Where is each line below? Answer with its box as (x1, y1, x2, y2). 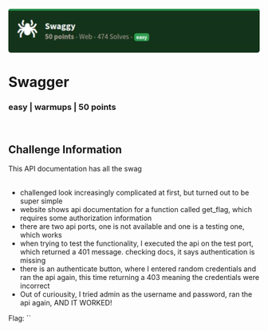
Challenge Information (8, 143, 122, 156)
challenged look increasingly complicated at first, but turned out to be (19, 188, 250, 198)
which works (19, 231, 62, 240)
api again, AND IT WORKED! (19, 298, 112, 308)
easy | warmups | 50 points (8, 101, 116, 112)
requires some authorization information (19, 213, 152, 223)
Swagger (8, 73, 69, 92)
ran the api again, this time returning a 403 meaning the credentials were (19, 273, 260, 282)
